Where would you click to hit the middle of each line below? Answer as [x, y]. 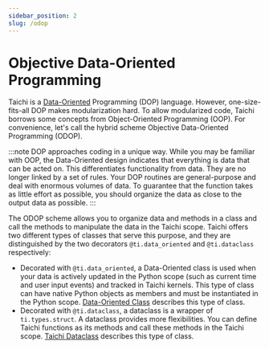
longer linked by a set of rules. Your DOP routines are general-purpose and [132, 177]
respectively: [30, 253]
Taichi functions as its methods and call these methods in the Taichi [132, 328]
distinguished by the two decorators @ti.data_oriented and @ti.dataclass [131, 244]
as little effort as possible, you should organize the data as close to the [125, 194]
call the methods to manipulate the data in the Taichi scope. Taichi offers [128, 227]
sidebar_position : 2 [43, 16]
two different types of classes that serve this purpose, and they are [120, 235]
